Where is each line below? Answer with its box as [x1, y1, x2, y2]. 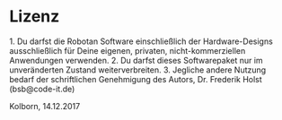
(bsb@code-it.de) [9, 83, 75, 94]
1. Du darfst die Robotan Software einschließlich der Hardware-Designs [9, 36, 274, 47]
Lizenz [9, 6, 60, 27]
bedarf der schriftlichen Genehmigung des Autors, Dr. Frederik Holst [9, 73, 262, 84]
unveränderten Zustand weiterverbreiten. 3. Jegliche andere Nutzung [9, 64, 267, 75]
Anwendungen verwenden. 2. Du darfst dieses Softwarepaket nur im [9, 55, 263, 65]
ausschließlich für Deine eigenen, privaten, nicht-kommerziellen [9, 45, 246, 56]
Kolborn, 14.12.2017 [9, 100, 81, 111]
